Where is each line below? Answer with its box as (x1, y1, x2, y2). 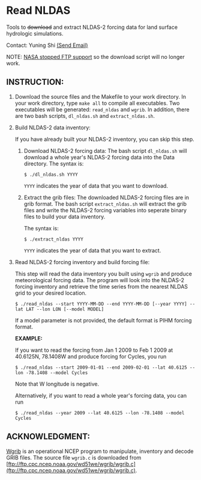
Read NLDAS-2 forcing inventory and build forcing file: (14, 258, 150, 265)
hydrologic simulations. (6, 29, 64, 37)
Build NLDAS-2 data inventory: (14, 124, 91, 131)
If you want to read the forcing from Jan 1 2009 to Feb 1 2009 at (14, 346, 173, 354)
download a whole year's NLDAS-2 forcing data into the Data (23, 153, 175, 161)
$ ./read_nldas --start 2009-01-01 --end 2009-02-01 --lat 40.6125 (14, 365, 187, 371)
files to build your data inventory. (23, 213, 106, 220)
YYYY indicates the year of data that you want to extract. (23, 247, 161, 254)
